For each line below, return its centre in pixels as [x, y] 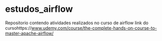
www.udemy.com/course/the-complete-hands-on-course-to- [94, 28]
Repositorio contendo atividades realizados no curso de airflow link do [77, 23]
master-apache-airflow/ [29, 33]
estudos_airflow [39, 9]
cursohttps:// [18, 28]
